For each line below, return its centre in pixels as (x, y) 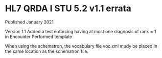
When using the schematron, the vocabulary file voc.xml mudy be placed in (81, 46)
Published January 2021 (29, 22)
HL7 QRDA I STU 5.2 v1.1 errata (68, 9)
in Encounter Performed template (39, 37)
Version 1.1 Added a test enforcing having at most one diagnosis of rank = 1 (81, 31)
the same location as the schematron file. (47, 51)
